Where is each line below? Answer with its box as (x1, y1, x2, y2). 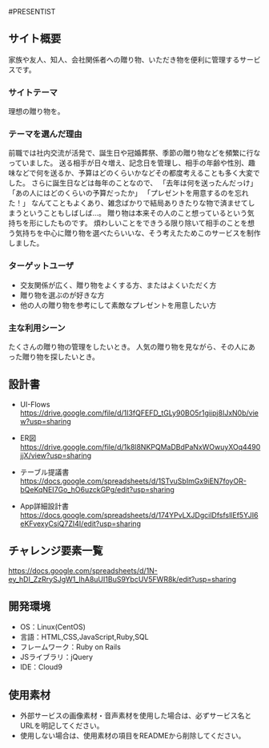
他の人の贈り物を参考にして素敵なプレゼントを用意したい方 (19, 300, 217, 309)
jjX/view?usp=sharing (19, 451, 92, 460)
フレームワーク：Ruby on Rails (19, 642, 122, 652)
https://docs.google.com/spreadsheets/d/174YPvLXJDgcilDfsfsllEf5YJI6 (19, 510, 259, 520)
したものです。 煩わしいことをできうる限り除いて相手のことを (42, 218, 248, 228)
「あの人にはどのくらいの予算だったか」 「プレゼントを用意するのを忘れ (8, 188, 249, 198)
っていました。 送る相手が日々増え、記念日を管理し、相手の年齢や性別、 (8, 158, 249, 168)
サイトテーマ (8, 87, 58, 98)
